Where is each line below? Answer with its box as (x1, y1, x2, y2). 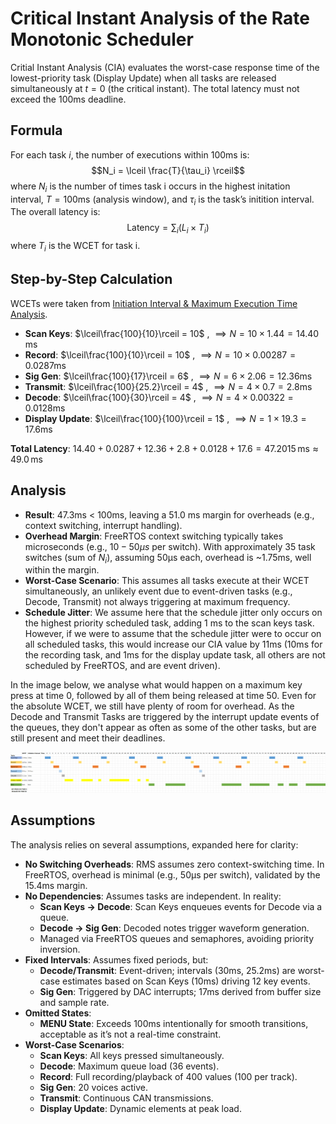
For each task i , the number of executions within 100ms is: (10, 148, 250, 161)
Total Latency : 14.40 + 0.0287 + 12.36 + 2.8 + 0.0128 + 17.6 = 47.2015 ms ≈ (10, 442, 319, 454)
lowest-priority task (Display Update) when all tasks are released (10, 72, 277, 84)
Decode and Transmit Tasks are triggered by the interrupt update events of (10, 711, 320, 723)
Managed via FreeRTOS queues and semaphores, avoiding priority (39, 932, 315, 944)
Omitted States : (24, 1007, 92, 1019)
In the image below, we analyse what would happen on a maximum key (10, 679, 303, 691)
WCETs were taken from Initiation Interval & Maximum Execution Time (10, 297, 298, 309)
